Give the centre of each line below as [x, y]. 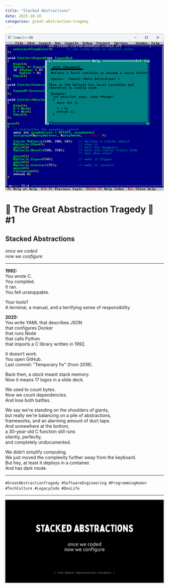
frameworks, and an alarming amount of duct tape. [58, 421]
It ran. [11, 287]
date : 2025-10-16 [23, 16]
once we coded [21, 251]
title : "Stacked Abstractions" [38, 11]
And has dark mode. [26, 468]
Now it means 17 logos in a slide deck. [45, 380]
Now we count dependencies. [36, 395]
